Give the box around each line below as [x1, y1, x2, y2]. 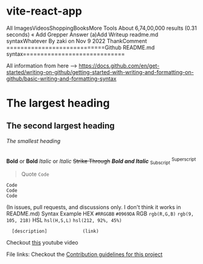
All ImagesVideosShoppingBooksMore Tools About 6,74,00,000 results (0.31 [6, 24, 198, 32]
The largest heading [6, 96, 110, 110]
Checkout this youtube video [6, 239, 78, 246]
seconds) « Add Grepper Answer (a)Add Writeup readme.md [6, 30, 159, 38]
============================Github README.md [6, 44, 155, 51]
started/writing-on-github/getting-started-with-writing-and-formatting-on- [6, 68, 194, 75]
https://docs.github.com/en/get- [78, 62, 160, 69]
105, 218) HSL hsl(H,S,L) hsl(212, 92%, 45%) [6, 217, 123, 224]
